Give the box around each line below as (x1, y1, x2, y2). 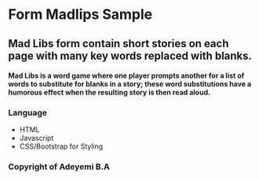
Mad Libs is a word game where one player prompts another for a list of (8, 71, 245, 80)
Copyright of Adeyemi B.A (8, 161, 110, 172)
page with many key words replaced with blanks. (8, 49, 253, 62)
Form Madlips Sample (8, 6, 153, 24)
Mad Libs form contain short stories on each (8, 37, 229, 50)
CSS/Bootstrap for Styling (19, 141, 104, 151)
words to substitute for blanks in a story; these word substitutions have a (8, 79, 252, 89)
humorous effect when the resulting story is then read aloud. (8, 88, 210, 97)
